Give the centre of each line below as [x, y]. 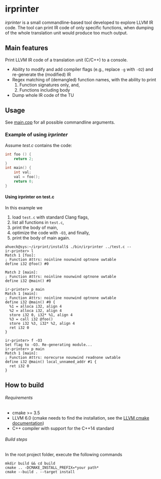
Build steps [16, 440]
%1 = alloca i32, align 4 [36, 307]
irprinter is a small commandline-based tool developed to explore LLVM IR [79, 22]
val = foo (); [27, 177]
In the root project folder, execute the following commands [64, 454]
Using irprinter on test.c [30, 197]
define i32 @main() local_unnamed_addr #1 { [51, 362]
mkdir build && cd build [30, 463]
